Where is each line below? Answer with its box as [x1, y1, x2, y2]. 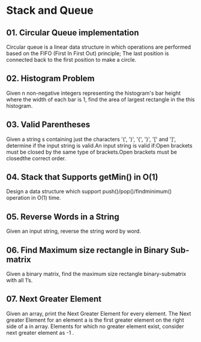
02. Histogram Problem [6, 73, 95, 84]
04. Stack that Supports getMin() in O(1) [6, 172, 158, 182]
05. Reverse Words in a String [6, 211, 119, 222]
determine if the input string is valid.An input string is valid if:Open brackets [6, 142, 193, 149]
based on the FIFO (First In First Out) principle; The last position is [6, 50, 169, 57]
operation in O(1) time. [6, 194, 61, 202]
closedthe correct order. [6, 154, 67, 162]
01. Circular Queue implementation [6, 28, 139, 38]
